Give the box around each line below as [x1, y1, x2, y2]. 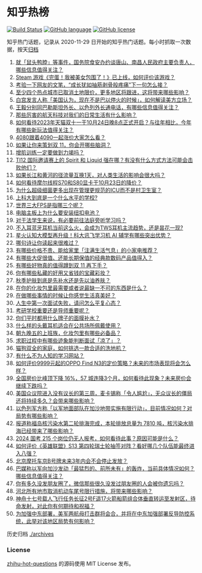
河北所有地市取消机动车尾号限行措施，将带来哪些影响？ [15, 487, 153, 494]
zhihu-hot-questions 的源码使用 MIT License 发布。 [7, 560, 135, 568]
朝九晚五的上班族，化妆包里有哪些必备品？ [15, 329, 121, 336]
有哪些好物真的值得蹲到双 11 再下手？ [15, 261, 108, 268]
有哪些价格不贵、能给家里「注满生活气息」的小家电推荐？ [15, 246, 158, 253]
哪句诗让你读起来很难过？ [15, 239, 79, 246]
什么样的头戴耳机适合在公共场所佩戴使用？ [15, 321, 121, 329]
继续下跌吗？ [15, 382, 47, 389]
